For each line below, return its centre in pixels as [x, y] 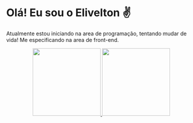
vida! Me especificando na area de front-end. [63, 40]
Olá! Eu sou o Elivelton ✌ [69, 13]
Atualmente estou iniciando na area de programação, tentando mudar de [96, 33]
